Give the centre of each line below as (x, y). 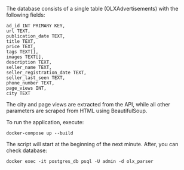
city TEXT (19, 93)
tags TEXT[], (22, 52)
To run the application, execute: (45, 122)
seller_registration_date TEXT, (46, 73)
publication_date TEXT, (36, 36)
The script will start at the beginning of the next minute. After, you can (92, 144)
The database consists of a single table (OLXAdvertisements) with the (92, 9)
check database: (27, 150)
